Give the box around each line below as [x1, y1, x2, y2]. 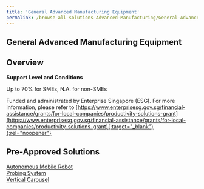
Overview [6, 58, 44, 68]
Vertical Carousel [6, 176, 50, 183]
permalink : [6, 15, 34, 21]
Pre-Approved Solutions [6, 147, 100, 157]
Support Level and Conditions [6, 73, 83, 81]
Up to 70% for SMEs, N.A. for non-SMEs [6, 85, 107, 93]
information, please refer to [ [6, 104, 78, 111]
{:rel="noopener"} [6, 129, 52, 136]
